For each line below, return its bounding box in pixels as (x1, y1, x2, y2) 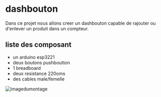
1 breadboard (12, 65, 41, 71)
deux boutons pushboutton (12, 60, 70, 66)
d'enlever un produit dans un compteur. (5, 25, 89, 31)
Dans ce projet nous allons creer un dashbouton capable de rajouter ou (5, 20, 156, 26)
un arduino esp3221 (12, 54, 55, 60)
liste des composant (5, 41, 72, 49)
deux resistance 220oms (12, 70, 66, 76)
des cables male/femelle (12, 75, 65, 82)
